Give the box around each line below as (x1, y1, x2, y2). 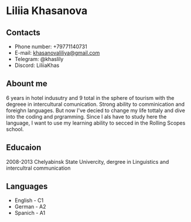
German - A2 (14, 203, 46, 210)
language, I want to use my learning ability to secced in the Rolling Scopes (6, 119, 186, 126)
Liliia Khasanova (6, 4, 88, 18)
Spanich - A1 (14, 210, 46, 217)
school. (6, 125, 24, 133)
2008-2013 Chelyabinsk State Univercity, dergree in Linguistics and (6, 158, 169, 165)
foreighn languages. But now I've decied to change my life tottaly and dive (6, 107, 186, 114)
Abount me (6, 79, 48, 89)
